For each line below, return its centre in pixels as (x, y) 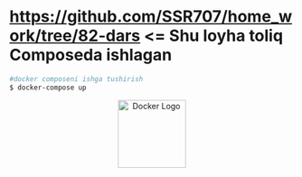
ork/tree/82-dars (75, 36)
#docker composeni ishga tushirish (76, 79)
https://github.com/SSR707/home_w (151, 17)
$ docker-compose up (48, 88)
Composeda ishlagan (91, 55)
